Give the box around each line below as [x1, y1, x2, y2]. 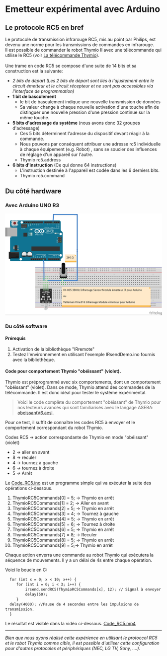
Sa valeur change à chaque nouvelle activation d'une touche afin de [19, 104, 159, 110]
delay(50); [25, 592, 48, 597]
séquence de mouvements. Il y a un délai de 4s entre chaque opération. [5, 557, 153, 563]
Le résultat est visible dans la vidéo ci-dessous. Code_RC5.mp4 [5, 621, 136, 627]
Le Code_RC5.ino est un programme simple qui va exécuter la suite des [5, 480, 152, 486]
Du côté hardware [5, 187, 62, 196]
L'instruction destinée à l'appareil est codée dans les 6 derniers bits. [19, 167, 160, 173]
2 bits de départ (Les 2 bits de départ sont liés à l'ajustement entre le [12, 78, 154, 83]
